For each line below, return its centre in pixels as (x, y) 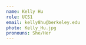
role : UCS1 (19, 17)
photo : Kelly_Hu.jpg (32, 28)
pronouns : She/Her (29, 33)
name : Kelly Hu (25, 11)
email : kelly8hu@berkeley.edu (43, 22)
